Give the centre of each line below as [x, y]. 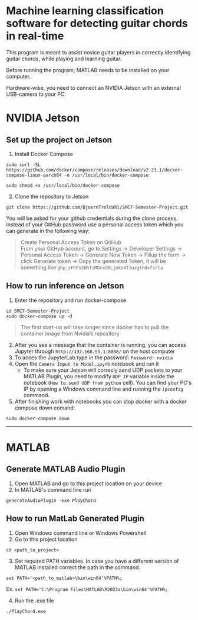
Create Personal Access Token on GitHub [71, 242]
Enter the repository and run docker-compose [70, 300]
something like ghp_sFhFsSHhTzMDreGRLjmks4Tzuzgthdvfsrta [92, 267]
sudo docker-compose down [38, 418]
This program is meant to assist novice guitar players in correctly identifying [98, 52]
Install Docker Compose [44, 154]
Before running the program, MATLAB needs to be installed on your [88, 70]
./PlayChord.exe [26, 611]
